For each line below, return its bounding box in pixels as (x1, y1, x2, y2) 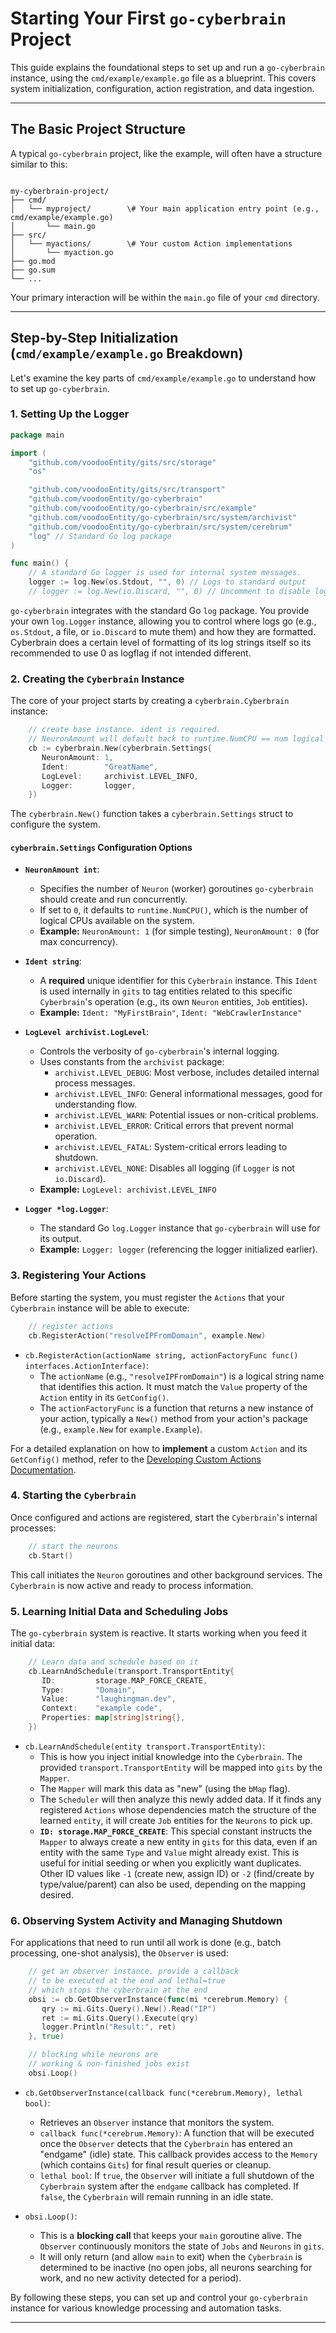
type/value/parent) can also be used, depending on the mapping (39, 1878, 307, 1890)
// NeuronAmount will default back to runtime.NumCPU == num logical (28, 734, 325, 744)
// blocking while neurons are (28, 2050, 159, 2060)
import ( (10, 448, 47, 458)
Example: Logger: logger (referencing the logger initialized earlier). (39, 1243, 318, 1256)
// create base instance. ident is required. (28, 725, 222, 735)
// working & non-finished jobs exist (28, 2059, 190, 2069)
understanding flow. (54, 1098, 138, 1111)
